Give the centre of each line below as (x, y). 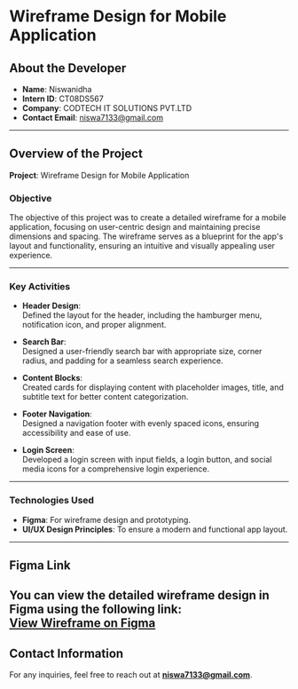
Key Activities (40, 287)
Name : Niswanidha (57, 89)
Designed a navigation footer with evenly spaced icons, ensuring (141, 424)
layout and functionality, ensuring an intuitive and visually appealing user (142, 246)
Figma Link (40, 566)
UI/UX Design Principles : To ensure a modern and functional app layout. (155, 529)
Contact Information (67, 653)
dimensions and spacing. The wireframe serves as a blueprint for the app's (146, 236)
